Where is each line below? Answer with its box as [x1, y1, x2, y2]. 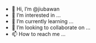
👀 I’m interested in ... [11, 12, 61, 19]
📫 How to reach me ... [11, 31, 66, 37]
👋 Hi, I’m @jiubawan [11, 6, 60, 12]
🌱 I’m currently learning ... [11, 18, 74, 24]
